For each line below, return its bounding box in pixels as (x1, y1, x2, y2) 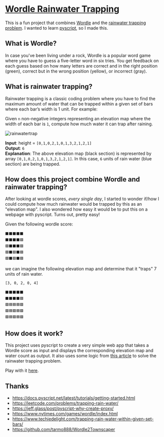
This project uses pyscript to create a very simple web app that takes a (5, 342, 149, 348)
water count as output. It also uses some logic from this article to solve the (5, 353, 157, 359)
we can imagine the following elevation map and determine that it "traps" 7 (5, 266, 157, 272)
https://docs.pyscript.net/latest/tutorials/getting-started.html (12, 395, 135, 401)
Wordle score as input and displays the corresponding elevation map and (5, 348, 154, 354)
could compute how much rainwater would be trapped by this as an (5, 201, 142, 207)
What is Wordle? (5, 39, 57, 48)
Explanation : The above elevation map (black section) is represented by (5, 150, 152, 156)
